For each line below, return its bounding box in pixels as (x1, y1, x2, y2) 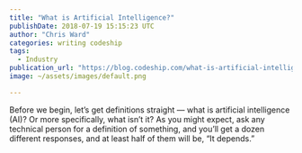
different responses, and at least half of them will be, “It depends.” (9, 132, 255, 144)
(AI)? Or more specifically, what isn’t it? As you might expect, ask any (9, 113, 265, 124)
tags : (9, 47, 30, 56)
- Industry (17, 55, 58, 64)
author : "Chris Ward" (9, 30, 91, 39)
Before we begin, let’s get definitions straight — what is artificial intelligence (9, 104, 290, 115)
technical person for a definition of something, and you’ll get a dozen (9, 123, 265, 134)
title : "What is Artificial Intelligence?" (9, 13, 175, 22)
